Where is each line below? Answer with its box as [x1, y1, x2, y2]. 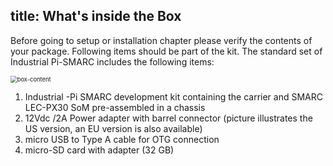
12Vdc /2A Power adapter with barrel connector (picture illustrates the [24, 112, 313, 124]
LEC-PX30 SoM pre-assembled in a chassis [24, 101, 206, 113]
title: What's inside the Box [10, 8, 182, 25]
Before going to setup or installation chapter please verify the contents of [10, 34, 313, 46]
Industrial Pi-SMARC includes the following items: [10, 55, 215, 68]
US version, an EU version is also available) [24, 122, 203, 134]
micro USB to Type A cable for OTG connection [24, 133, 220, 145]
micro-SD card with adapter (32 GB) [24, 144, 175, 156]
